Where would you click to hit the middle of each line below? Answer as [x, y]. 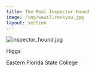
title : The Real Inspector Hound [48, 12]
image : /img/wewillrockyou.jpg [45, 17]
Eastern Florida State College [42, 62]
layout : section [26, 23]
